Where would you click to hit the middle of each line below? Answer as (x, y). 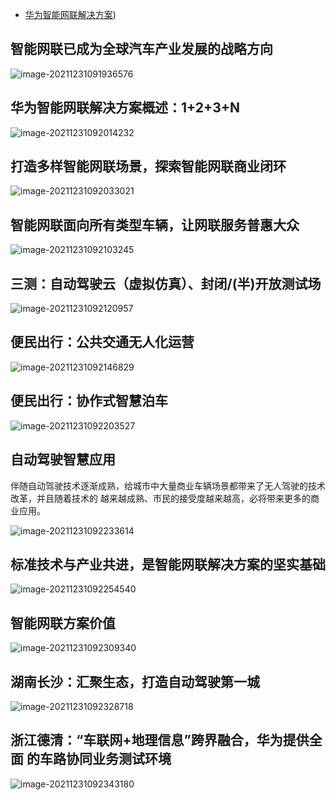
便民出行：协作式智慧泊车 (89, 401)
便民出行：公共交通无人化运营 (102, 342)
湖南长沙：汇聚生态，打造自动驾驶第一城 (135, 681)
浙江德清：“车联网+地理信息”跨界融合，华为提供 (160, 740)
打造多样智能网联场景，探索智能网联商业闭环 (148, 166)
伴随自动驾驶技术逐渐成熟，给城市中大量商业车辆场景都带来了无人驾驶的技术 (168, 485)
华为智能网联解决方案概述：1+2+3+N (125, 108)
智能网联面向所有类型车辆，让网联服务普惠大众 (155, 224)
